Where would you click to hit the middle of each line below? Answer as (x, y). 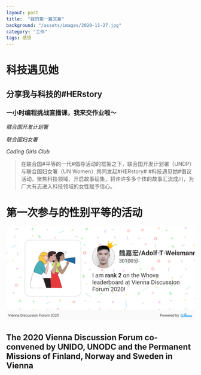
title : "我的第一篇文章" (35, 19)
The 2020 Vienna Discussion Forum (75, 338)
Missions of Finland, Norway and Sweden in (89, 356)
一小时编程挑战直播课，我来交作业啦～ (61, 113)
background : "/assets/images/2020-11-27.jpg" (64, 25)
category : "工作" (27, 32)
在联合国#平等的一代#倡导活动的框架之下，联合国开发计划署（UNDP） (108, 164)
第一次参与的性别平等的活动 (74, 213)
